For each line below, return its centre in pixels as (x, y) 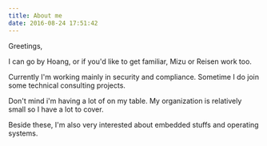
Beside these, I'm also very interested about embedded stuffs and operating (133, 124)
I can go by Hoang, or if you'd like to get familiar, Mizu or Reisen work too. (130, 61)
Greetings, (26, 45)
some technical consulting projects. (67, 85)
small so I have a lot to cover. (56, 109)
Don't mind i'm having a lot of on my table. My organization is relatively (125, 101)
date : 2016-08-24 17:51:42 (53, 23)
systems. (23, 133)
